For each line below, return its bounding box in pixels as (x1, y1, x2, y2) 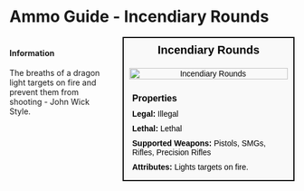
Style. (9, 106, 32, 117)
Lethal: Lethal (132, 123, 183, 133)
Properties (132, 92, 178, 103)
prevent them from (9, 87, 80, 98)
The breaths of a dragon (9, 68, 100, 79)
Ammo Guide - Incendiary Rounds (9, 6, 270, 27)
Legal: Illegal (132, 109, 179, 119)
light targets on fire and (9, 77, 97, 88)
